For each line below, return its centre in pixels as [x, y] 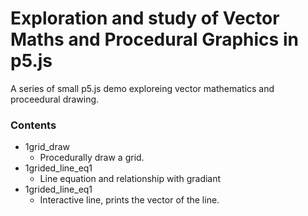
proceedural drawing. [55, 99]
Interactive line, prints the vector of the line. [129, 200]
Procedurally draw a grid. [92, 158]
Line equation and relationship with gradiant [130, 179]
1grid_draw [47, 147]
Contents [33, 125]
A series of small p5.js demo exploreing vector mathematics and [142, 88]
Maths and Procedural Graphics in [154, 39]
